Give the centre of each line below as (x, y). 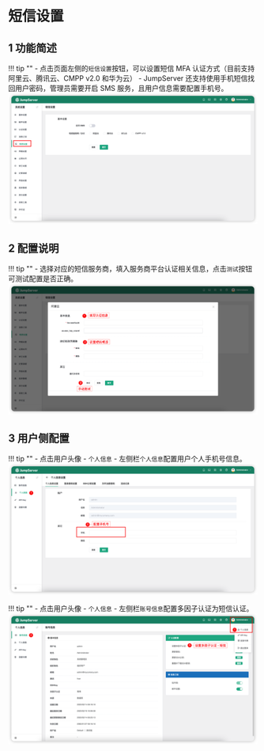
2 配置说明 (34, 248)
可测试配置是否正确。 (43, 279)
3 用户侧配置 (39, 439)
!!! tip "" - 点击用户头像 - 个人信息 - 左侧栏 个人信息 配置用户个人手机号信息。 (127, 459)
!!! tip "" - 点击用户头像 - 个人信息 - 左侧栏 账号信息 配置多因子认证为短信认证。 (131, 609)
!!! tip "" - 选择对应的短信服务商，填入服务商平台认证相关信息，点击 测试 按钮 (130, 269)
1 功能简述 (33, 48)
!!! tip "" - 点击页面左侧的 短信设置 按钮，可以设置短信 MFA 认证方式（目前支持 (132, 68)
